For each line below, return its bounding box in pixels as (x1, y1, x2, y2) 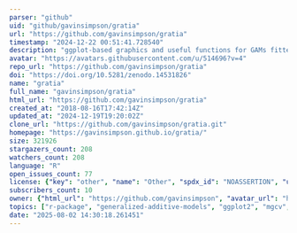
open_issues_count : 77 (9, 169, 93, 178)
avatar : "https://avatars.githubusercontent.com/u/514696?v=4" (9, 54, 247, 63)
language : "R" (9, 161, 62, 170)
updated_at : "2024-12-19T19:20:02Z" (9, 112, 144, 120)
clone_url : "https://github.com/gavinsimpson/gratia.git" (9, 120, 227, 129)
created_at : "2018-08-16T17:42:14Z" (9, 104, 144, 113)
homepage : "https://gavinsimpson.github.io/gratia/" (9, 128, 208, 137)
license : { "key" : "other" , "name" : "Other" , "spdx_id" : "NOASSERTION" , (9, 178, 279, 187)
